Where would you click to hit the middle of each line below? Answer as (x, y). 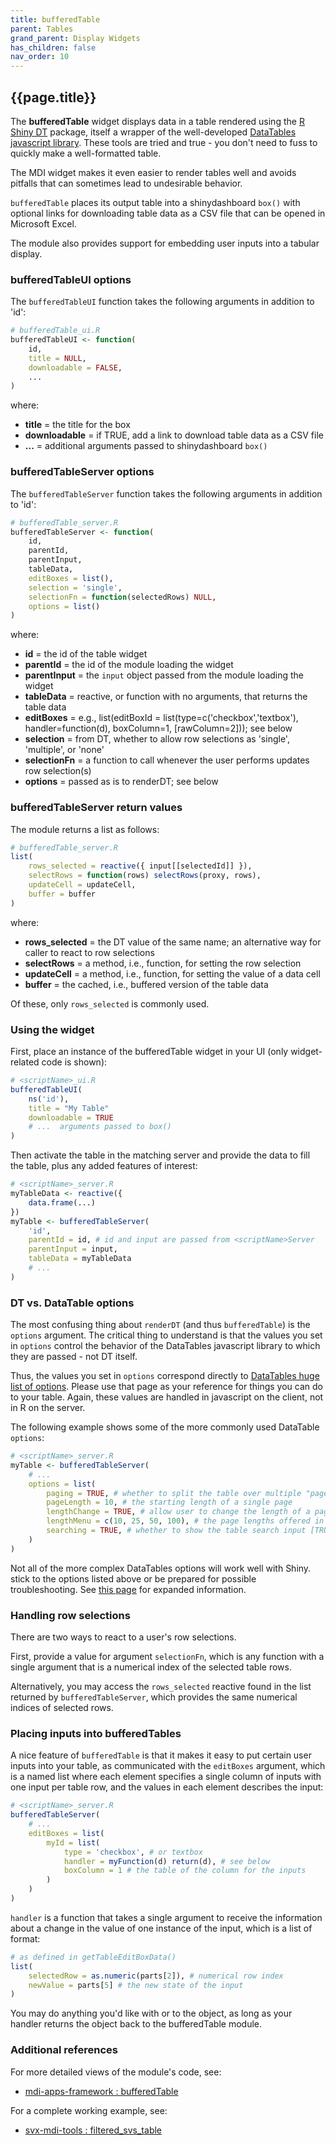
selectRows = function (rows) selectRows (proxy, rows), (145, 876)
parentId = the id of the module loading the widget (129, 665)
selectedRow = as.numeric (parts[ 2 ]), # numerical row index (156, 1976)
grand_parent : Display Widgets (75, 38)
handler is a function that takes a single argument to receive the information (166, 1917)
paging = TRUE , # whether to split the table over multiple (174, 1493)
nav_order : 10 (40, 57)
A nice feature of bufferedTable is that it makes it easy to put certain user (161, 1755)
